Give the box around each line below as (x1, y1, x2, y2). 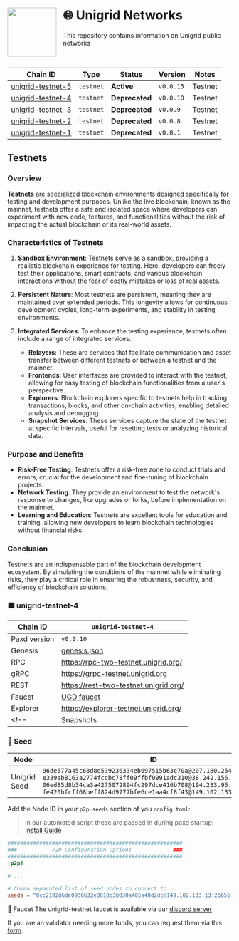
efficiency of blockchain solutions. (7, 583, 108, 591)
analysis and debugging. (28, 408, 101, 417)
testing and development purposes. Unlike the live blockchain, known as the (7, 197, 231, 206)
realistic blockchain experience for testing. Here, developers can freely (17, 261, 226, 270)
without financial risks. (17, 526, 84, 534)
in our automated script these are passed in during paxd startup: (24, 818, 214, 827)
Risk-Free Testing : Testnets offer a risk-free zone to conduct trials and (17, 465, 225, 474)
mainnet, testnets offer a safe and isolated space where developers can (7, 204, 218, 213)
